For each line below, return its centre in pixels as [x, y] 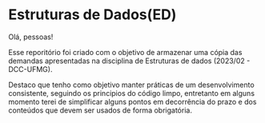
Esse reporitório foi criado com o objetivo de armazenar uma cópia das [125, 52]
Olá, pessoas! [31, 37]
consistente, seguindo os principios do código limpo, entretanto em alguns [131, 93]
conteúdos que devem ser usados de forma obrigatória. [100, 110]
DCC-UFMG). [30, 69]
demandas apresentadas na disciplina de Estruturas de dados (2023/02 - [129, 61]
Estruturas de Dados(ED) [92, 15]
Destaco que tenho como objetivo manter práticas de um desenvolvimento [131, 85]
